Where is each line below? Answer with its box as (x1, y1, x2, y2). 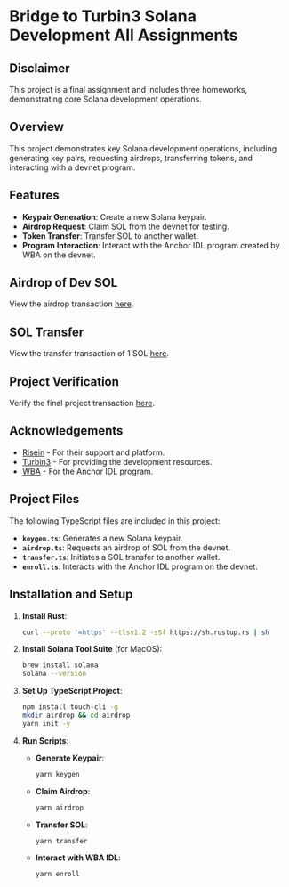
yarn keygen (35, 769, 80, 778)
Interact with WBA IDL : (35, 852, 122, 863)
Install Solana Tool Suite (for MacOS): (21, 644, 163, 655)
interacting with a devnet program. (9, 162, 136, 173)
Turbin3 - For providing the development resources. (21, 456, 213, 467)
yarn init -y (21, 719, 71, 728)
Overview (9, 119, 65, 134)
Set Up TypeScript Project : (21, 686, 123, 696)
